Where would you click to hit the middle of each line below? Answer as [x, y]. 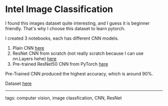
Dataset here [18, 83]
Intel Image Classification [59, 9]
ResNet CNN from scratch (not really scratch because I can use [78, 53]
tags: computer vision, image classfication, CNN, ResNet [63, 98]
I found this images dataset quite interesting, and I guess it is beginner [77, 23]
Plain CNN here [28, 48]
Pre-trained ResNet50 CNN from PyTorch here [60, 64]
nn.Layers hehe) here [34, 58]
